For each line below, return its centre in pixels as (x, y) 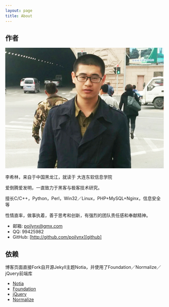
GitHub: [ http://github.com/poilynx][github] (57, 237)
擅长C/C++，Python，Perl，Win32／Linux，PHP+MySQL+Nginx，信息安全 (83, 198)
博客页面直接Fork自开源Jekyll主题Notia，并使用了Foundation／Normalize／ (83, 267)
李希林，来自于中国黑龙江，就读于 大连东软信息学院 (59, 177)
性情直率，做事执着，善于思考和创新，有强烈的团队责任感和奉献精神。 (78, 216)
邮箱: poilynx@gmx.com (37, 226)
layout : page (19, 11)
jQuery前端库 (19, 273)
